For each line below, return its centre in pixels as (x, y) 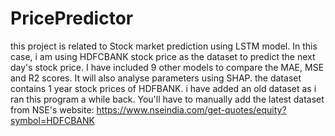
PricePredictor (72, 18)
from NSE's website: (52, 109)
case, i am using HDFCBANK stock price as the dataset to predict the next (163, 56)
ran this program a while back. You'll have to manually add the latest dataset (167, 99)
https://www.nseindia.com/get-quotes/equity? (191, 109)
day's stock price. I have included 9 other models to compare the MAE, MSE (167, 67)
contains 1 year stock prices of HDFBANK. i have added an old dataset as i (163, 88)
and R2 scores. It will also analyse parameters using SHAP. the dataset (156, 78)
